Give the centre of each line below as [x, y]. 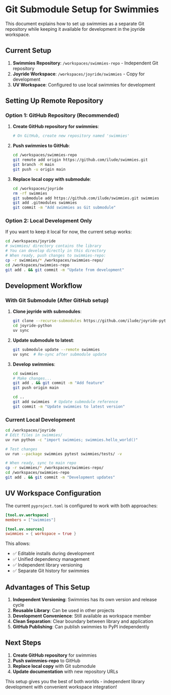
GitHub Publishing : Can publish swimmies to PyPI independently [81, 627]
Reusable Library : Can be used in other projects [64, 610]
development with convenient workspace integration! [61, 687]
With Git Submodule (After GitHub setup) [57, 300]
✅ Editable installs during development [53, 554]
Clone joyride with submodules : [47, 311]
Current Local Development [40, 419]
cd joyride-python [32, 326]
